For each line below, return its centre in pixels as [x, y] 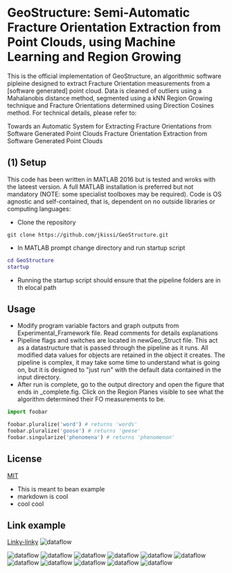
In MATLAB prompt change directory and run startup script [101, 248]
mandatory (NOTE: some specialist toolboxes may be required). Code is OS [115, 194]
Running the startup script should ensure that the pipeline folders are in [119, 280]
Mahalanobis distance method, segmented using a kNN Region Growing [110, 98]
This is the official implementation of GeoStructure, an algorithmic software [114, 76]
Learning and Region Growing [94, 57]
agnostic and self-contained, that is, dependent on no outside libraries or [111, 201]
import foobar [28, 412]
